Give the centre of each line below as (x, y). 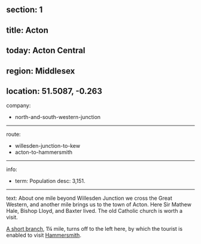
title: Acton (28, 30)
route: (13, 135)
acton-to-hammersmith (44, 152)
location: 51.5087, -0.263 (54, 91)
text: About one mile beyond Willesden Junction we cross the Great (89, 198)
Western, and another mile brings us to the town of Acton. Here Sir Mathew (99, 205)
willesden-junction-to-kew (48, 146)
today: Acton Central (46, 51)
